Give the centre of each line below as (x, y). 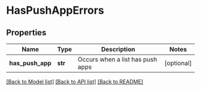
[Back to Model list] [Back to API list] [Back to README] (75, 82)
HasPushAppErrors (55, 10)
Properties (26, 33)
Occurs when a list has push (117, 59)
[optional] (178, 63)
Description (118, 49)
